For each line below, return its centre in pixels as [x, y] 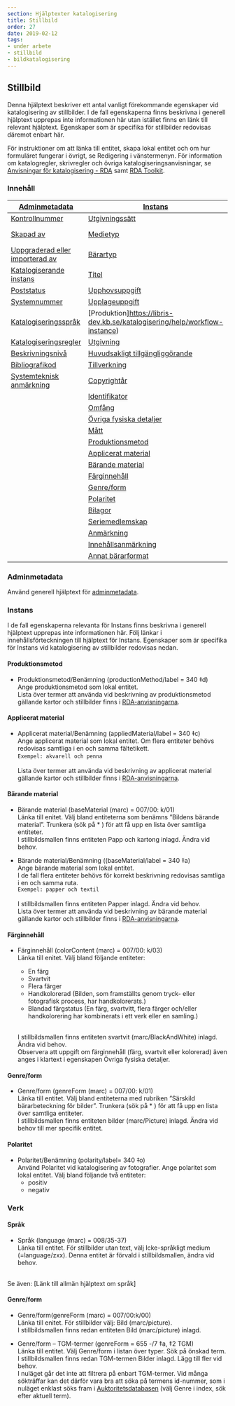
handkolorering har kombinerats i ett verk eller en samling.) [113, 1016]
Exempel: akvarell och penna [60, 756]
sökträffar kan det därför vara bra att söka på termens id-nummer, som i [121, 1381]
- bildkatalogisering [39, 60]
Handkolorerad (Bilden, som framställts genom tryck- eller [112, 994]
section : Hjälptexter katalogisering [62, 14]
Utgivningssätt [112, 218]
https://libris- [151, 313]
